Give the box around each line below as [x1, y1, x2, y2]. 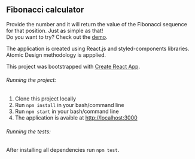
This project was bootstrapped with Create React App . [6, 63, 141, 70]
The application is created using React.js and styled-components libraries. [6, 45, 190, 52]
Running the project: [6, 77, 57, 84]
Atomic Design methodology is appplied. [6, 51, 106, 59]
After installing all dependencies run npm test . [6, 146, 120, 154]
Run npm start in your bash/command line [14, 108, 119, 115]
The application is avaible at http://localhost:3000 [14, 114, 138, 121]
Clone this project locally [14, 95, 77, 102]
